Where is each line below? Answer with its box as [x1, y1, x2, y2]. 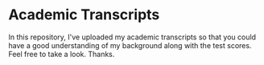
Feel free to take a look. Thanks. [8, 49, 115, 59]
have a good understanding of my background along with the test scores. [8, 40, 252, 50]
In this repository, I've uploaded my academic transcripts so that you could [8, 32, 256, 42]
